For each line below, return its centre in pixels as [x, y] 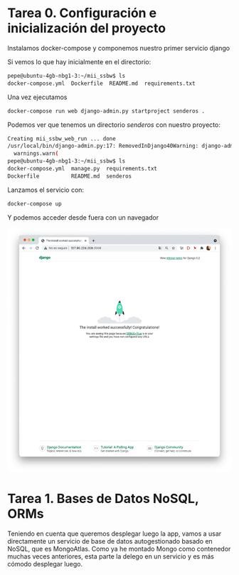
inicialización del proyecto [86, 28]
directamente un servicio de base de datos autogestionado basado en [110, 541]
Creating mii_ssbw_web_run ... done [62, 138]
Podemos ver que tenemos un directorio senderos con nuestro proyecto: [114, 124]
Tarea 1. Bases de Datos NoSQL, [103, 499]
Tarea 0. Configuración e [82, 13]
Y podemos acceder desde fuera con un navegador [83, 217]
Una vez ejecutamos [37, 97]
